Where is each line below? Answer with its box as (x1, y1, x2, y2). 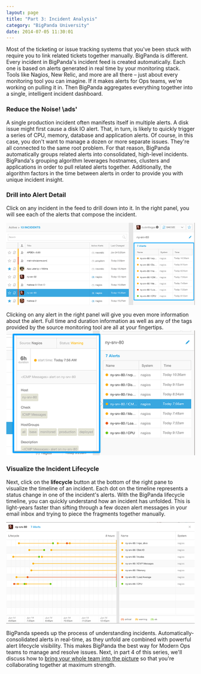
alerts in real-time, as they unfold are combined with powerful (39, 636, 191, 643)
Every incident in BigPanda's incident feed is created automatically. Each (6, 59, 185, 66)
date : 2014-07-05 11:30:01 (6, 29, 74, 35)
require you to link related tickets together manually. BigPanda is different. (6, 52, 188, 59)
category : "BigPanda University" (6, 22, 90, 28)
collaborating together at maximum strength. (6, 661, 116, 668)
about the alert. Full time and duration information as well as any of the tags (6, 317, 193, 324)
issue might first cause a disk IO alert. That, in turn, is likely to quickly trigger (6, 125, 195, 132)
